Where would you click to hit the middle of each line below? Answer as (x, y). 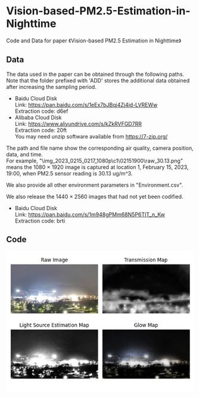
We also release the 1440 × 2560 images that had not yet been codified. (95, 196)
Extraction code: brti (40, 221)
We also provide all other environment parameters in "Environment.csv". (95, 185)
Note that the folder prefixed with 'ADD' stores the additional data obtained (98, 80)
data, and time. (24, 154)
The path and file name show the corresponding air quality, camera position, (100, 148)
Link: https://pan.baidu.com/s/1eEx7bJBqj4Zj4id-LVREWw (86, 104)
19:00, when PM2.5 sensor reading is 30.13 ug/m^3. (69, 173)
